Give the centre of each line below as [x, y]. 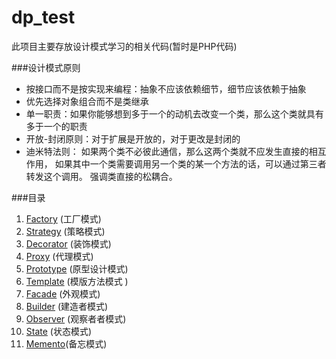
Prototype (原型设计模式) [77, 268]
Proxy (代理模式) [59, 256]
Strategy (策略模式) [65, 231]
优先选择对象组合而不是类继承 [87, 101]
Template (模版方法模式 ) [77, 281]
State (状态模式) [59, 331]
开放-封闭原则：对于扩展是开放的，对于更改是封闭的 [133, 138]
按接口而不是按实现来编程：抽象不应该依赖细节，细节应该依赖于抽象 [166, 88]
